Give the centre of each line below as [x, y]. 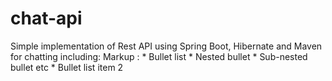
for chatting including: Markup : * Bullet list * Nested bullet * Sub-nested [159, 56]
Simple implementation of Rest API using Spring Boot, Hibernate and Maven [166, 46]
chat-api [46, 18]
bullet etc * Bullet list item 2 [67, 67]
